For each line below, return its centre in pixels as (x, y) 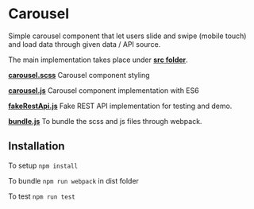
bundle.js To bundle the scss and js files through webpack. (105, 121)
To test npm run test (42, 196)
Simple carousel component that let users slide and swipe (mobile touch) (127, 36)
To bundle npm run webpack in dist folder (73, 180)
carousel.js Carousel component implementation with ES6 (104, 90)
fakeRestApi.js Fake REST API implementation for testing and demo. (120, 106)
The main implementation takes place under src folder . (98, 60)
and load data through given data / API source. (85, 44)
